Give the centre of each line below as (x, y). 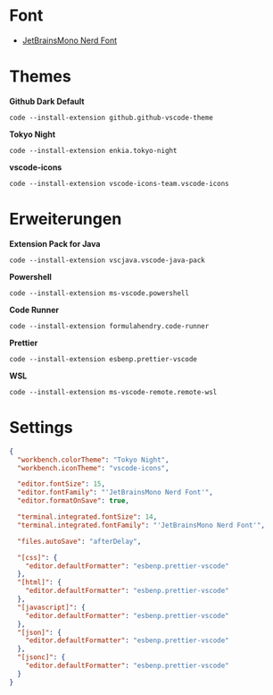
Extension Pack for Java (55, 243)
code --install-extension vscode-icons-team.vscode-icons (119, 183)
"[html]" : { (40, 582)
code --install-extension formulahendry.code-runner (109, 326)
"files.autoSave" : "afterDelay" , (79, 541)
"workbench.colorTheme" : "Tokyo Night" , (93, 460)
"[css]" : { (37, 557)
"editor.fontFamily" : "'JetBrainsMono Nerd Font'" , (116, 493)
